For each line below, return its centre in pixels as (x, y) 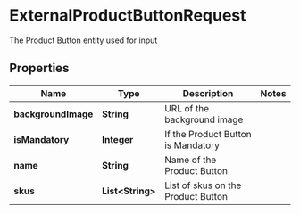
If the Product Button (208, 134)
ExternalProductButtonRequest (128, 16)
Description (208, 93)
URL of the (187, 108)
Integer (117, 139)
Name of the (191, 160)
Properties (39, 68)
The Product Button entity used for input (83, 40)
